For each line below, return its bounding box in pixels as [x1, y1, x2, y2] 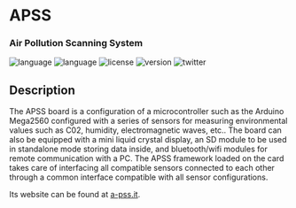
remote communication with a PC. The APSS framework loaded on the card [9, 153, 284, 164]
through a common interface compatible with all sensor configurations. [9, 172, 269, 182]
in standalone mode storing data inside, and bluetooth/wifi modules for [9, 143, 268, 155]
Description [9, 82, 75, 97]
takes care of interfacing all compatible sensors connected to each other [9, 163, 275, 173]
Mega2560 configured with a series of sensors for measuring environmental [9, 116, 288, 127]
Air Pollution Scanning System [9, 37, 144, 50]
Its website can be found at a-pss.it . [9, 189, 141, 200]
